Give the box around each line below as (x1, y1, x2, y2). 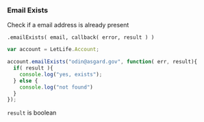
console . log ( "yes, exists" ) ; (19, 71, 103, 78)
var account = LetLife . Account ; (7, 46, 99, 53)
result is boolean (7, 108, 57, 117)
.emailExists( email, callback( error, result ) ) (7, 34, 155, 41)
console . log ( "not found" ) (19, 84, 94, 91)
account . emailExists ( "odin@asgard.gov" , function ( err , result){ (7, 59, 197, 65)
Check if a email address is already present (7, 21, 129, 29)
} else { (13, 77, 38, 84)
